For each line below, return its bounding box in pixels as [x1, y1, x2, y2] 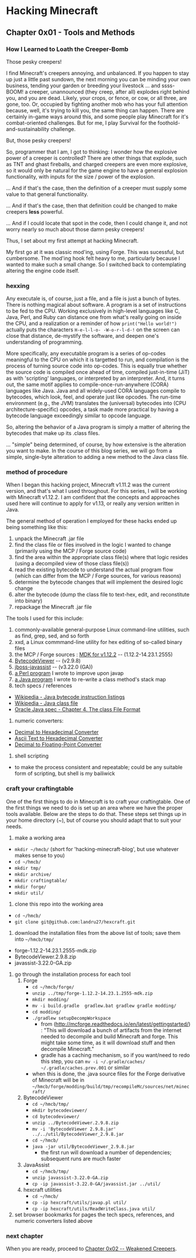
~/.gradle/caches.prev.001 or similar [40, 1064, 130, 1071]
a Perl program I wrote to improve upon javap [14, 670, 124, 677]
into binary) [14, 597, 43, 604]
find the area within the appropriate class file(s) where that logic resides [14, 554, 188, 561]
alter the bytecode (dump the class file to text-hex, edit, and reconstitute [14, 591, 190, 598]
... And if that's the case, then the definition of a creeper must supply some [6, 184, 187, 191]
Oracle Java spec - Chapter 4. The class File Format [14, 706, 140, 713]
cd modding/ [32, 1009, 61, 1015]
